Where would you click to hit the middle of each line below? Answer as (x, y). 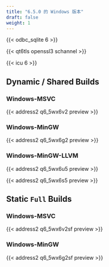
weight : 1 (18, 23)
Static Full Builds (39, 199)
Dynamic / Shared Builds (53, 82)
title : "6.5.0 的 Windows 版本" (45, 12)
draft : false (22, 17)
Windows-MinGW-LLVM (42, 156)
